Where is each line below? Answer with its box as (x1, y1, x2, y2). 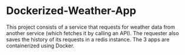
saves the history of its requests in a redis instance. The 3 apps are (6, 36, 170, 43)
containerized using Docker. (6, 42, 75, 49)
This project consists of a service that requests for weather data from (6, 23, 176, 30)
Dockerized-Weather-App (6, 4, 137, 18)
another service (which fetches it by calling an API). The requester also (6, 29, 179, 36)
